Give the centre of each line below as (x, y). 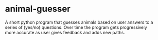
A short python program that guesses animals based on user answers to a (79, 22)
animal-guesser (38, 9)
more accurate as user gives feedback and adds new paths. (65, 32)
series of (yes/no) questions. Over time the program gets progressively (76, 27)
